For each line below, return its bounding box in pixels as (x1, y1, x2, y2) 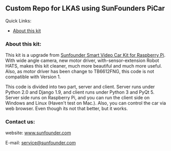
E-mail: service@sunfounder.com (5, 140, 76, 146)
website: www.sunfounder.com (5, 130, 71, 136)
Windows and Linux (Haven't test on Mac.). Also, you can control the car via (5, 100, 166, 106)
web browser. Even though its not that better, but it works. (5, 105, 128, 112)
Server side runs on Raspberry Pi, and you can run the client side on (5, 95, 150, 101)
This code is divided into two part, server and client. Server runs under (5, 84, 155, 90)
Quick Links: (5, 17, 32, 24)
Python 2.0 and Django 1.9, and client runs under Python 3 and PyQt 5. (5, 89, 155, 95)
